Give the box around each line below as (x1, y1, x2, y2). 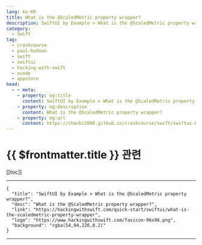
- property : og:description (17, 103, 87, 110)
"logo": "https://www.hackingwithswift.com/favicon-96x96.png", (11, 217, 176, 223)
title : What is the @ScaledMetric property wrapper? (6, 14, 141, 20)
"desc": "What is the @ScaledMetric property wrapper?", (11, 202, 158, 208)
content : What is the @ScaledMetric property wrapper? (22, 109, 163, 115)
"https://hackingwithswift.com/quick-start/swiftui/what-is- (32, 207, 189, 213)
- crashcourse (11, 43, 47, 49)
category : (6, 25, 31, 32)
